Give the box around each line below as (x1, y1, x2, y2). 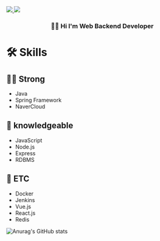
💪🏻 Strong (6, 74, 46, 84)
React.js (15, 209, 36, 217)
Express (15, 149, 36, 157)
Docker (15, 190, 34, 197)
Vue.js (15, 203, 32, 210)
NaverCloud (15, 103, 46, 110)
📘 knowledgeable (6, 120, 74, 131)
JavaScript (15, 136, 43, 144)
